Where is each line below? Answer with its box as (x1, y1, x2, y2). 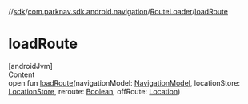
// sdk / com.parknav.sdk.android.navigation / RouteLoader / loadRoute (8, 7, 229, 16)
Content (8, 70, 35, 79)
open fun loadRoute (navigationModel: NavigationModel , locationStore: (8, 78, 241, 87)
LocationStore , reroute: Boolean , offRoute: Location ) (8, 86, 181, 96)
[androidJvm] (8, 61, 54, 70)
